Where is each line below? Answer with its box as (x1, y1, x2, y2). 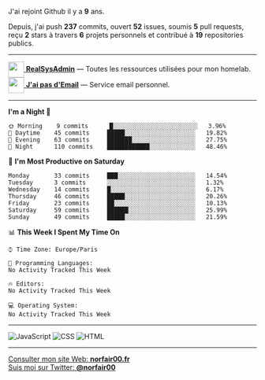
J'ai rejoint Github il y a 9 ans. (8, 7, 105, 16)
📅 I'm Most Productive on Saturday (8, 157, 125, 166)
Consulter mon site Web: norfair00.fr (8, 354, 130, 363)
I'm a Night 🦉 (8, 107, 51, 116)
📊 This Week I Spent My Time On (8, 227, 120, 237)
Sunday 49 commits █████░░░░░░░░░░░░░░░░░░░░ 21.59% (8, 213, 227, 221)
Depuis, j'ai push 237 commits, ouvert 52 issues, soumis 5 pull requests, (8, 22, 244, 31)
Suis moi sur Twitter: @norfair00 (8, 363, 116, 372)
